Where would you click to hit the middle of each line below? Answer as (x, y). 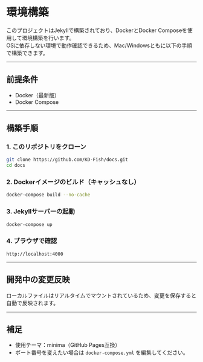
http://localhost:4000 (35, 254)
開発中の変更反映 (38, 280)
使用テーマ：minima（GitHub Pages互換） (68, 345)
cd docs (16, 166)
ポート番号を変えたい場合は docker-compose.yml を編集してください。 (101, 353)
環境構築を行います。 (48, 37)
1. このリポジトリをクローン (46, 147)
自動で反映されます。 (33, 303)
